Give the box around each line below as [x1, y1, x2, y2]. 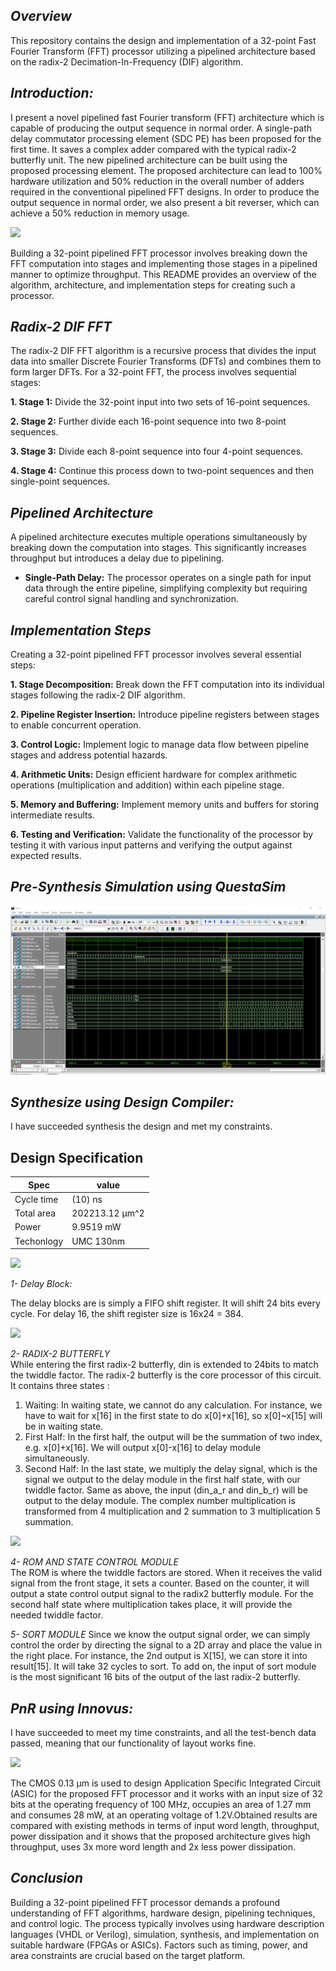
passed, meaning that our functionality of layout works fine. [10, 1737, 257, 1749]
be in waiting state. [24, 1420, 104, 1433]
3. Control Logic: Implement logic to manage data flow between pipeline [10, 739, 310, 751]
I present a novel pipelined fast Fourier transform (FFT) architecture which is [10, 111, 325, 123]
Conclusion [10, 1870, 84, 1887]
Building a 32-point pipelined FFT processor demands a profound [10, 1896, 281, 1908]
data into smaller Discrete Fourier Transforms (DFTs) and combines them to [10, 355, 322, 368]
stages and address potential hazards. [10, 749, 168, 761]
